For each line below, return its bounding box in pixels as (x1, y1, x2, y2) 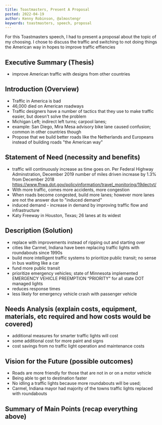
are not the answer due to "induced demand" (12, 197, 103, 203)
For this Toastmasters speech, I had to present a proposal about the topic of (5, 34, 156, 40)
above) (5, 412, 27, 421)
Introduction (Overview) (5, 85, 79, 94)
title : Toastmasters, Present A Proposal (5, 7, 90, 12)
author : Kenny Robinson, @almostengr (5, 16, 81, 21)
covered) (5, 320, 33, 328)
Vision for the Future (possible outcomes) (5, 357, 133, 365)
